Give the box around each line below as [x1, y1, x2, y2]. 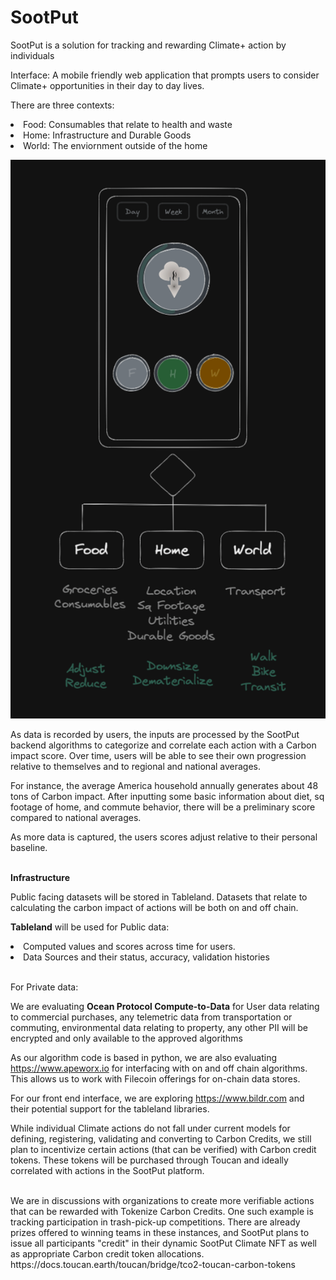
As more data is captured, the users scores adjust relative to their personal [10, 831, 318, 843]
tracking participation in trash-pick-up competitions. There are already [10, 1216, 301, 1228]
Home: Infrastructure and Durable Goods [23, 129, 192, 141]
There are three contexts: [10, 99, 115, 111]
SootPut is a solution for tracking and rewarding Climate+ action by [10, 39, 287, 51]
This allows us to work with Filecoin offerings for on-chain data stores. [10, 1073, 301, 1085]
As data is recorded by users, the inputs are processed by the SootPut [10, 729, 300, 741]
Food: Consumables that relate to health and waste [23, 118, 233, 130]
